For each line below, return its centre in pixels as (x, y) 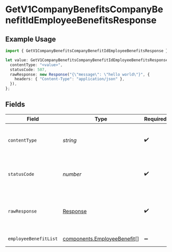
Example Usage (31, 39)
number (72, 174)
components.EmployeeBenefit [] (101, 239)
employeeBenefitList (33, 238)
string (70, 140)
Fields (15, 105)
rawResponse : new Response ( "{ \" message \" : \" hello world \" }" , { (80, 74)
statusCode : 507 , (28, 70)
